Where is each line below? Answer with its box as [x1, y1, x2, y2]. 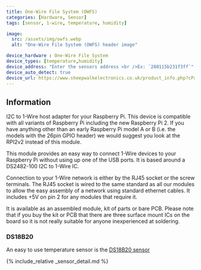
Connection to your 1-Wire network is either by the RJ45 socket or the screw [6, 174, 195, 181]
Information [6, 97, 51, 107]
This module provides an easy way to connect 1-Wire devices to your [6, 150, 176, 157]
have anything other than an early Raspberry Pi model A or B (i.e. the [6, 126, 176, 133]
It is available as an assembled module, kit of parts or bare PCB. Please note [6, 205, 194, 213]
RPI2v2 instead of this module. [6, 138, 82, 145]
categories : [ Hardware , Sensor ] [6, 14, 87, 20]
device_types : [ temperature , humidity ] [6, 58, 103, 64]
